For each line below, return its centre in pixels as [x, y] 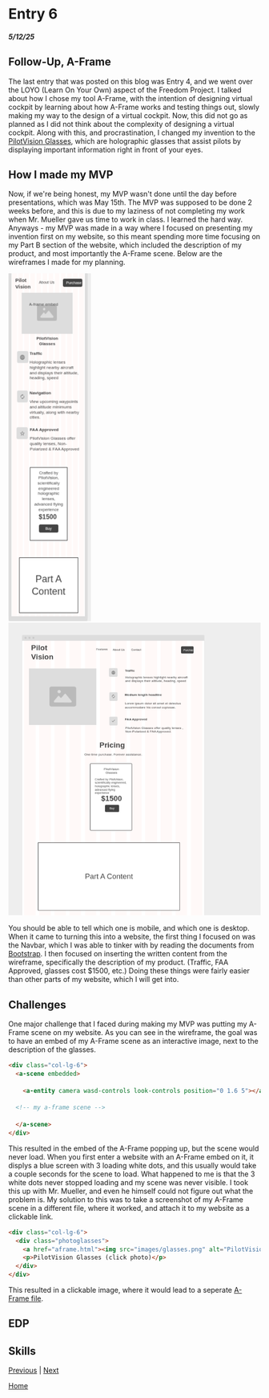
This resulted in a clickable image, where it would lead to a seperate [120, 1290]
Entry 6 [33, 14]
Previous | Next [34, 1371]
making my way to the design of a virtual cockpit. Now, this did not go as [128, 115]
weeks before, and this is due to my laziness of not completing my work [127, 211]
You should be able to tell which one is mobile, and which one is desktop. [129, 928]
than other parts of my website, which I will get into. [94, 980]
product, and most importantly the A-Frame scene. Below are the [115, 254]
